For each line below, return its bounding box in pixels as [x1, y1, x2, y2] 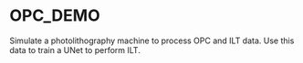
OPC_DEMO [9, 5, 100, 26]
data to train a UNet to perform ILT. [9, 44, 141, 55]
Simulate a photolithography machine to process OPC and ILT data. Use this [9, 35, 295, 46]
